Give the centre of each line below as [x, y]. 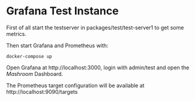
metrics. [16, 33]
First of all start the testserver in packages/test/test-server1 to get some [95, 27]
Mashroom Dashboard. [35, 74]
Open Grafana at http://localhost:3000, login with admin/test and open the [98, 68]
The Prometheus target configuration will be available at [76, 85]
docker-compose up [29, 56]
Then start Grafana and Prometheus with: [57, 45]
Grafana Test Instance [62, 11]
